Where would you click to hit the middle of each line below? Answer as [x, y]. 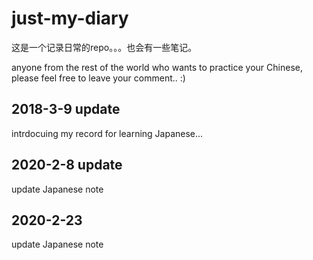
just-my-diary [70, 18]
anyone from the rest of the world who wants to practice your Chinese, [157, 67]
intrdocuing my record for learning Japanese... [107, 133]
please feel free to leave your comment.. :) [98, 78]
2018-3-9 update [66, 109]
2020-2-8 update [67, 165]
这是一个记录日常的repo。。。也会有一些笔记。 [104, 47]
